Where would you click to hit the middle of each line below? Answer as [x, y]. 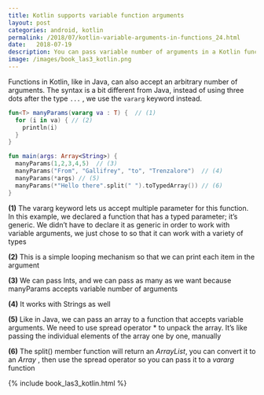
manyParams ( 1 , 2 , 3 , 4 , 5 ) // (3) [66, 164]
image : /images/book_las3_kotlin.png [70, 60]
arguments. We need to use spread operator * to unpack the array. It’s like [128, 327]
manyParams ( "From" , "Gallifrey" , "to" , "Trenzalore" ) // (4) [119, 171]
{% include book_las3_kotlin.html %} [68, 383]
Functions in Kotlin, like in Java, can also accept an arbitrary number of [123, 81]
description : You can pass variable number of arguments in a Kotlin [125, 52]
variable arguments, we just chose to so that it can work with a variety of [126, 233]
